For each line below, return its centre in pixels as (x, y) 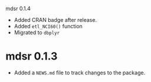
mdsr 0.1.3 (32, 56)
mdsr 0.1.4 (18, 9)
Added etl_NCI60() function (48, 26)
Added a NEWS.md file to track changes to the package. (80, 73)
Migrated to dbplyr (37, 32)
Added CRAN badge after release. (55, 20)
